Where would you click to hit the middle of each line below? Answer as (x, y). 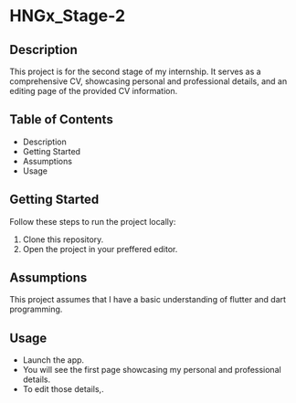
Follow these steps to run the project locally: (93, 221)
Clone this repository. (63, 239)
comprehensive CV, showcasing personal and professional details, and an (148, 81)
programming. (36, 309)
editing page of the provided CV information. (94, 91)
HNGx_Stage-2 (68, 16)
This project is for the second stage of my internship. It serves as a (136, 71)
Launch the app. (53, 360)
